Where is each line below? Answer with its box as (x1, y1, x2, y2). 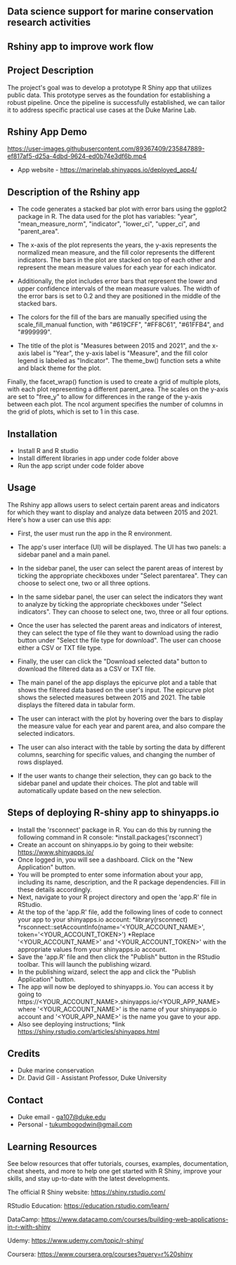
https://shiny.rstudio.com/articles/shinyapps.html (17, 1027, 160, 1036)
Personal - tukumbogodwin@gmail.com (17, 1120, 133, 1129)
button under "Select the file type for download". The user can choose (17, 636, 221, 644)
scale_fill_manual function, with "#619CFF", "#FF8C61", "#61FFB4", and (17, 320, 224, 329)
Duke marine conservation (17, 1066, 94, 1075)
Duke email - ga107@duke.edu (17, 1113, 107, 1121)
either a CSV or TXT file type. (17, 643, 103, 651)
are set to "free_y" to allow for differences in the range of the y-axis (7, 393, 202, 401)
